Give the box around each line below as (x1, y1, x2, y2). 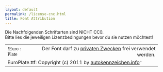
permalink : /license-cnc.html (5, 12, 66, 16)
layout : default (5, 7, 38, 12)
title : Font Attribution (5, 16, 55, 21)
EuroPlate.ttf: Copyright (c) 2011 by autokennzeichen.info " (7, 59, 142, 66)
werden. (137, 51, 156, 58)
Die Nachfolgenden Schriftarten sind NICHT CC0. (5, 29, 104, 35)
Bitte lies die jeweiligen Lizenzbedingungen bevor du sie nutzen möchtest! (5, 34, 153, 40)
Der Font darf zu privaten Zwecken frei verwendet (42, 45, 156, 52)
